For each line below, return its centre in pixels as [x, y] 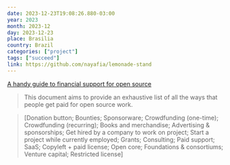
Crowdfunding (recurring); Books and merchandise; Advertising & [117, 125]
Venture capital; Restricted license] [73, 154]
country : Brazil [30, 45]
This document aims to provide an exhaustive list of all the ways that [120, 97]
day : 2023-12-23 [30, 33]
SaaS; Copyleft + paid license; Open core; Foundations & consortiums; [124, 147]
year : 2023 [23, 20]
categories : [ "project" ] [43, 52]
